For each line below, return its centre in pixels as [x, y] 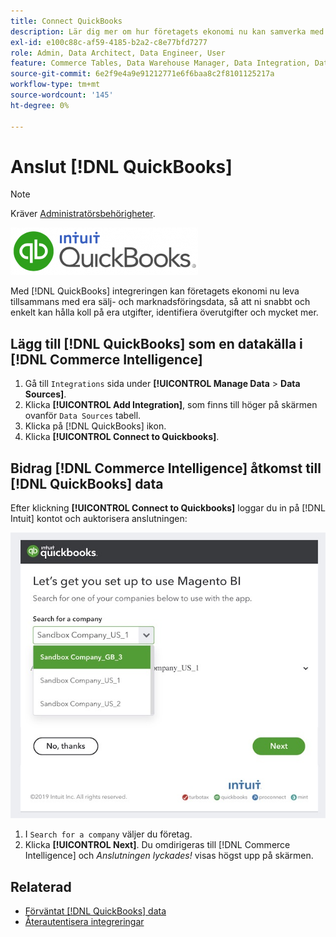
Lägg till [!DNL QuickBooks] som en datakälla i [156, 343]
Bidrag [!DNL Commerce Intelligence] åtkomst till [166, 468]
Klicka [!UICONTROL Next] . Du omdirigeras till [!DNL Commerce [157, 845]
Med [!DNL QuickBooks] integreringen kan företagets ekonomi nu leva [155, 291]
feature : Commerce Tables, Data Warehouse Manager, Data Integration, [160, 63]
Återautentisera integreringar [84, 922]
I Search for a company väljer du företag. [108, 834]
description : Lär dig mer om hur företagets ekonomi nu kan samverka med [167, 31]
